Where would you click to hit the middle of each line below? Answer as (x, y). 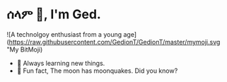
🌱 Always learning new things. (61, 63)
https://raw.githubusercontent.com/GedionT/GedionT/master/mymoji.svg (115, 42)
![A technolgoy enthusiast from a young (64, 34)
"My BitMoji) (25, 49)
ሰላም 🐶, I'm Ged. (54, 14)
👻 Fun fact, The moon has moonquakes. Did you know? (97, 71)
